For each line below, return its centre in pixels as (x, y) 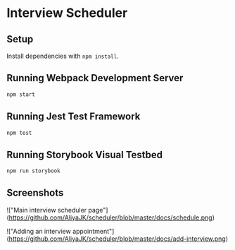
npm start (21, 94)
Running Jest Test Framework (74, 117)
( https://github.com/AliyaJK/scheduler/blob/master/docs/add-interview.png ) (118, 239)
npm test (19, 133)
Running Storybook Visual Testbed (85, 154)
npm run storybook (33, 171)
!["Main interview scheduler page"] (57, 210)
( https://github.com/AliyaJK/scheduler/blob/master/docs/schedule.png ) (111, 218)
